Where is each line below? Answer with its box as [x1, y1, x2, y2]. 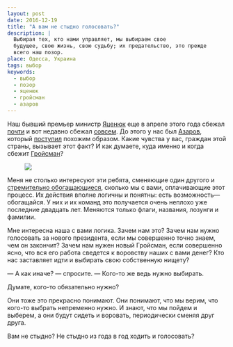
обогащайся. [7, 197, 45, 206]
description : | [7, 29, 51, 37]
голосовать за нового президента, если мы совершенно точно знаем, [7, 234, 216, 242]
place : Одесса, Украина [7, 56, 77, 63]
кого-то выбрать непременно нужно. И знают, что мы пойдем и [7, 303, 198, 312]
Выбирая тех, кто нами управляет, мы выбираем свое [13, 36, 167, 43]
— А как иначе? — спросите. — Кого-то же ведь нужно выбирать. [7, 269, 204, 277]
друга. [7, 318, 26, 327]
